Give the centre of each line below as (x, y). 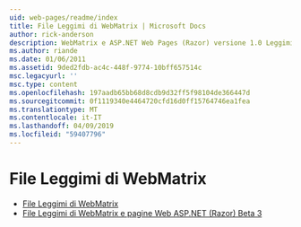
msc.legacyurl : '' (43, 76)
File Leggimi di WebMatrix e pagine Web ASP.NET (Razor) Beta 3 (142, 213)
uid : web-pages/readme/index (64, 17)
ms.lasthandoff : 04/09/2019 (62, 127)
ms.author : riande (43, 51)
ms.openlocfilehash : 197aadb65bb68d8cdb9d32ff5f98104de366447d (130, 92)
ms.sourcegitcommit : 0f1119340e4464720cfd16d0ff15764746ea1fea (130, 101)
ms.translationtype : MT (54, 109)
